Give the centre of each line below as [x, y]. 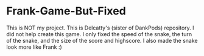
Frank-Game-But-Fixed [66, 11]
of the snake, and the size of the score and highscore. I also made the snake [102, 40]
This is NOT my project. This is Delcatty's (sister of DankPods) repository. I [100, 28]
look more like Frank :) [34, 47]
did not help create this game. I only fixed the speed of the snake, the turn [99, 34]
